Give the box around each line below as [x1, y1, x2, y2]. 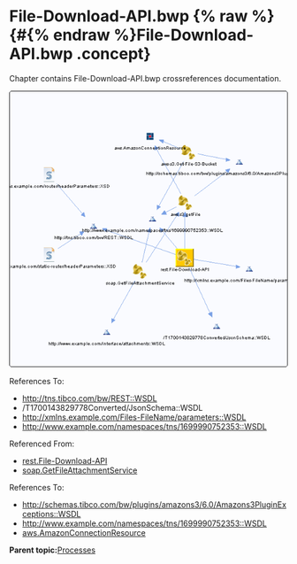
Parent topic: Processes [9, 545, 95, 555]
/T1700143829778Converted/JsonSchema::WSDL [21, 403, 203, 413]
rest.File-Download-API [21, 456, 108, 466]
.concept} [76, 44, 152, 64]
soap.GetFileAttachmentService [21, 465, 138, 475]
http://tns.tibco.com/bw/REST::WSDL [21, 393, 157, 404]
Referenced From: [9, 438, 75, 449]
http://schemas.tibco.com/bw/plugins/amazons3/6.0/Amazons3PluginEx [21, 499, 287, 510]
